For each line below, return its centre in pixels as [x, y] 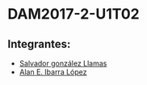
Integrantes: [39, 44]
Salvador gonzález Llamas [63, 63]
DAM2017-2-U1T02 [73, 14]
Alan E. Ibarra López [53, 72]
